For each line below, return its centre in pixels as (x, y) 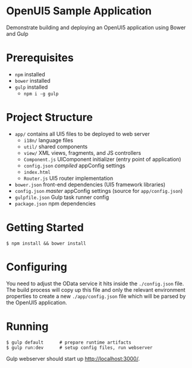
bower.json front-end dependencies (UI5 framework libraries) (90, 184)
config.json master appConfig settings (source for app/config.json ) (99, 191)
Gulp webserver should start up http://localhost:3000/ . (73, 358)
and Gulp (17, 33)
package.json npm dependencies (55, 203)
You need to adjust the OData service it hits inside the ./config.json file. (95, 283)
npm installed (30, 74)
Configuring (37, 267)
